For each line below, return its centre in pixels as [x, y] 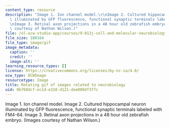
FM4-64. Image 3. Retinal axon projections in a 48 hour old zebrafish [77, 114]
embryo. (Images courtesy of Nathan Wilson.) [53, 120]
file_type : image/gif [28, 43]
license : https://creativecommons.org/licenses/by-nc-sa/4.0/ [72, 71]
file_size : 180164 [25, 38]
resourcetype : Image [27, 80]
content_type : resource [30, 10]
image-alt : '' [25, 61]
